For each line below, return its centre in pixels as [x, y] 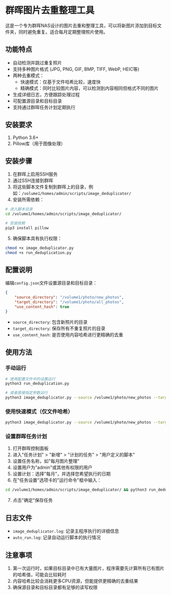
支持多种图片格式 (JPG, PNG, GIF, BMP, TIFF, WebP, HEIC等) [76, 69]
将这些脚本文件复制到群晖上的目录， [51, 187]
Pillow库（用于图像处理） [39, 144]
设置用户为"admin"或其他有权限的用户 [52, 467]
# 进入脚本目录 [19, 209]
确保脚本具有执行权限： [37, 238]
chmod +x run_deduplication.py [38, 252]
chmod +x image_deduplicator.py [39, 248]
